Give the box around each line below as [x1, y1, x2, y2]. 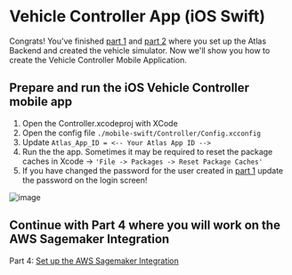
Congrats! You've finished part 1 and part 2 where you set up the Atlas [9, 36, 267, 46]
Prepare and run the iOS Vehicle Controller [9, 80, 250, 95]
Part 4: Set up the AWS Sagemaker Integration [9, 255, 180, 266]
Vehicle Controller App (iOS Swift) [9, 6, 265, 27]
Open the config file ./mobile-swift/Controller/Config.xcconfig [21, 127, 261, 138]
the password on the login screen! [21, 174, 148, 185]
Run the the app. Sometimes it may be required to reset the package [21, 146, 273, 157]
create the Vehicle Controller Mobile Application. [9, 54, 187, 65]
